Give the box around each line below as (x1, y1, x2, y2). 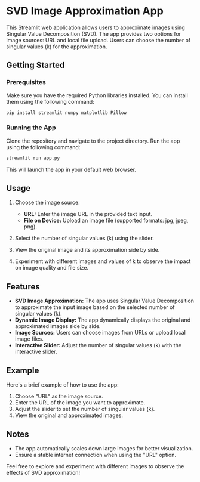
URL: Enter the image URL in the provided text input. (23, 211, 153, 218)
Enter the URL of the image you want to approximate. (14, 399, 146, 406)
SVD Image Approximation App (6, 4, 164, 18)
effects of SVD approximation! (6, 469, 81, 476)
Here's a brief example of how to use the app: (6, 381, 119, 388)
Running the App (6, 123, 56, 132)
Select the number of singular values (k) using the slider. (14, 234, 154, 242)
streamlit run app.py (6, 155, 60, 161)
